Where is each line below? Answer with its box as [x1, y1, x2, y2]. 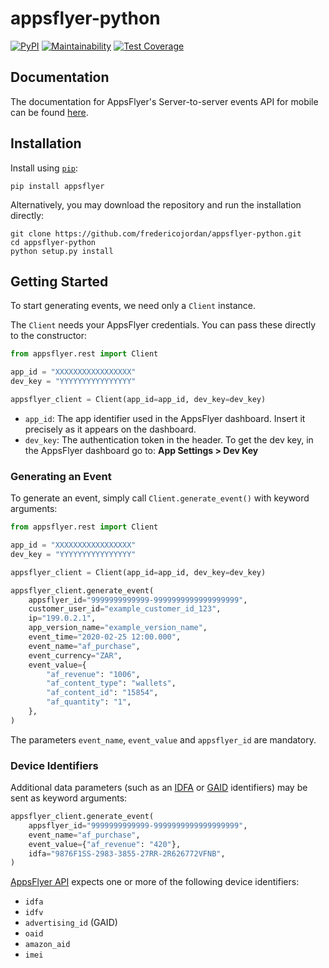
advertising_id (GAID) [24, 917, 118, 929]
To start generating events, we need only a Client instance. [10, 300, 257, 312]
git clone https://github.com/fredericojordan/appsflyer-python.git [10, 228, 302, 239]
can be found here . [10, 106, 89, 118]
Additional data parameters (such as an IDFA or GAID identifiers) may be [10, 782, 308, 794]
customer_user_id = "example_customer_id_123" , [28, 604, 222, 614]
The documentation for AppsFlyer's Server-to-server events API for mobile [10, 95, 319, 107]
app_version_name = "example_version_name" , [28, 623, 208, 633]
